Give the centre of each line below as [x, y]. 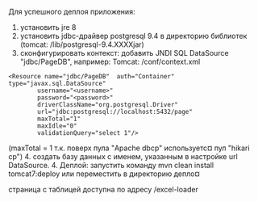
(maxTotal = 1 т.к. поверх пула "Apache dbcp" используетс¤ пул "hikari [129, 148]
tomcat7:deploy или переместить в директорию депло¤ [104, 174]
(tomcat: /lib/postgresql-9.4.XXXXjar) [82, 44]
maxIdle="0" [58, 126]
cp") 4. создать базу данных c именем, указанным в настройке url [123, 156]
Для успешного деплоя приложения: [72, 12]
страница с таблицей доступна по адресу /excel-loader [104, 189]
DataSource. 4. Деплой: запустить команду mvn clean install [111, 165]
